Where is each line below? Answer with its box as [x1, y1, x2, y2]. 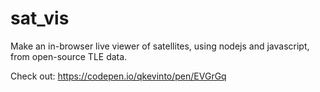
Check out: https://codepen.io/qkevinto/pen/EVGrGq [10, 70, 227, 82]
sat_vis [10, 7, 70, 30]
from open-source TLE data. [10, 50, 128, 62]
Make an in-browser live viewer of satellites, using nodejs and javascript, [10, 40, 310, 52]
